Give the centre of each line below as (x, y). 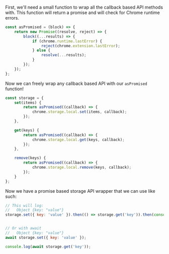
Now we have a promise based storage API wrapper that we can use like (80, 191)
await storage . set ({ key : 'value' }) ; (46, 237)
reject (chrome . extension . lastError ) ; (81, 46)
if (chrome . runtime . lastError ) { (67, 41)
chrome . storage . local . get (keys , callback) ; (78, 140)
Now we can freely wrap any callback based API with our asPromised (76, 83)
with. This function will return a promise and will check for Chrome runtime (82, 13)
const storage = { (24, 98)
